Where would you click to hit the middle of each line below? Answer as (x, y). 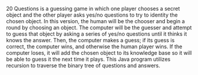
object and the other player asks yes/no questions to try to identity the (92, 15)
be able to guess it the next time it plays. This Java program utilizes (88, 59)
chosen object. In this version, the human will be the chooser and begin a (95, 21)
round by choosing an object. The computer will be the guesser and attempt (99, 27)
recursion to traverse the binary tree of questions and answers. (83, 65)
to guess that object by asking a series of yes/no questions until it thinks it (97, 34)
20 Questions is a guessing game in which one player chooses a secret (93, 9)
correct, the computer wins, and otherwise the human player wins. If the (94, 46)
